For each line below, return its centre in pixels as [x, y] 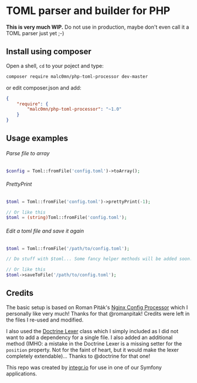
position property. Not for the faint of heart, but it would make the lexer [92, 350]
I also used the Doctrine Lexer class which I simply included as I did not [92, 331]
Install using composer [49, 52]
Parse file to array [28, 153]
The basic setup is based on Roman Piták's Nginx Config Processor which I [97, 307]
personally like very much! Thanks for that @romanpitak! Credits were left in [98, 313]
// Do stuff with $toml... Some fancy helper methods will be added [91, 259]
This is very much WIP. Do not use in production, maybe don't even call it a [98, 27]
